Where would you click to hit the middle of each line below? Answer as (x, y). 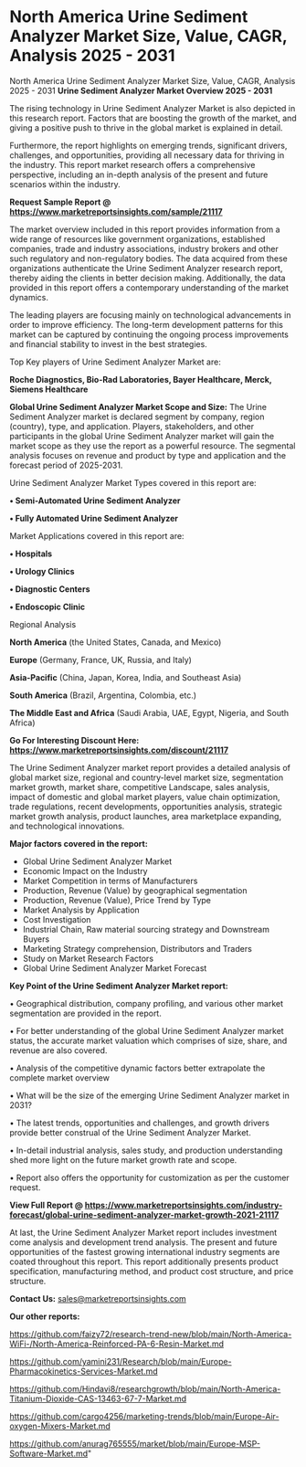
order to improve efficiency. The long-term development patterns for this (146, 324)
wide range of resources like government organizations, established (137, 238)
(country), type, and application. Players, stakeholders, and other (132, 426)
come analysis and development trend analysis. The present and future (143, 1242)
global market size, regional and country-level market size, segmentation (147, 777)
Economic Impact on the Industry (85, 871)
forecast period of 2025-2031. (66, 465)
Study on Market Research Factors (88, 958)
